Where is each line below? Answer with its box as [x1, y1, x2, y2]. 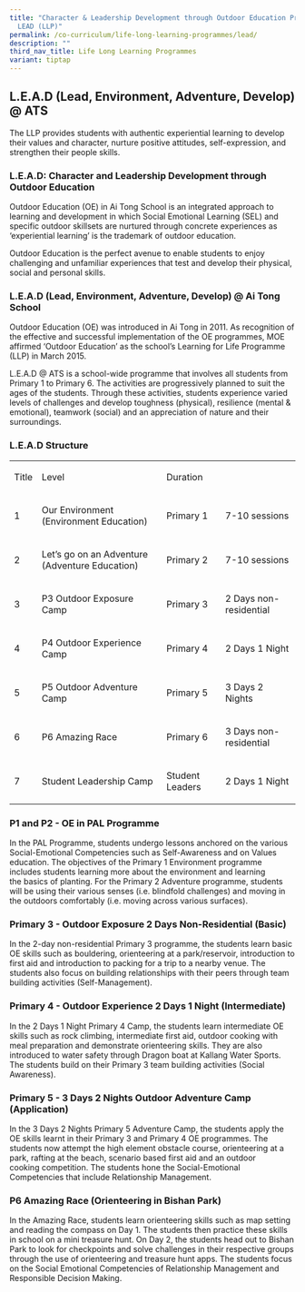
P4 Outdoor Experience [41, 636, 143, 649]
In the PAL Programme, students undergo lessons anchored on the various [9, 837, 289, 848]
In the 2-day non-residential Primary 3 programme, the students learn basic [9, 939, 293, 950]
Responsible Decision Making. [9, 1273, 123, 1284]
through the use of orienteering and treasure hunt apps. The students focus [9, 1254, 292, 1265]
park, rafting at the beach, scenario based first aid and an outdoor [9, 1152, 257, 1163]
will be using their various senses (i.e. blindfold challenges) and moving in [9, 886, 286, 896]
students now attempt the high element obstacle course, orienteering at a [9, 1142, 284, 1153]
